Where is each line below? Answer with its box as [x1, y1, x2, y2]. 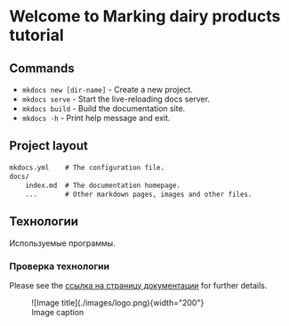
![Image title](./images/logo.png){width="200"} [31, 297, 205, 308]
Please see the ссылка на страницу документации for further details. [9, 280, 268, 290]
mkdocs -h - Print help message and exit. [21, 113, 171, 123]
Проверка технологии [9, 260, 109, 273]
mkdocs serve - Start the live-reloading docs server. [21, 94, 211, 104]
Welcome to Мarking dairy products [9, 6, 281, 27]
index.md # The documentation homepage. [25, 181, 181, 190]
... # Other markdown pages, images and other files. [25, 190, 253, 199]
